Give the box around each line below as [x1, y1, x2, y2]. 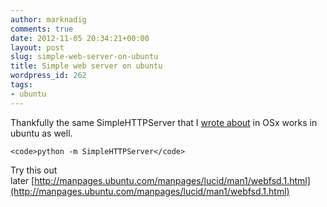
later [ [10, 174, 35, 186]
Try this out [10, 164, 58, 176]
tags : [10, 80, 33, 90]
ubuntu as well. [10, 127, 73, 139]
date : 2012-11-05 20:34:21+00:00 [10, 33, 150, 43]
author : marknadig [10, 14, 87, 25]
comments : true [10, 24, 74, 34]
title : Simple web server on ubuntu [10, 61, 163, 71]
